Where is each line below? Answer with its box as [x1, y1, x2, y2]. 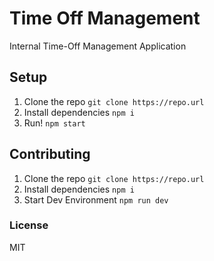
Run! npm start [23, 117, 86, 129]
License [9, 218, 49, 232]
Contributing [9, 146, 91, 163]
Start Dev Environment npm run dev [23, 193, 169, 206]
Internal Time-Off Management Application [9, 40, 187, 52]
